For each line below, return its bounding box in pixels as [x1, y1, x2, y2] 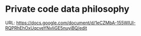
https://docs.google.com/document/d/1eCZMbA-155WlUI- [16, 20, 136, 26]
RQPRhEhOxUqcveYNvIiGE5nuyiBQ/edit [5, 25, 87, 31]
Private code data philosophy [5, 3, 129, 15]
